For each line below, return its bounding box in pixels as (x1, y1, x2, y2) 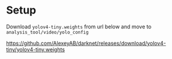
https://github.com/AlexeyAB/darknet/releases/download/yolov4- (6, 40, 166, 47)
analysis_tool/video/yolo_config (6, 29, 89, 35)
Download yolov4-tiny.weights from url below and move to (6, 23, 152, 30)
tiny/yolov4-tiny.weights (6, 45, 65, 53)
